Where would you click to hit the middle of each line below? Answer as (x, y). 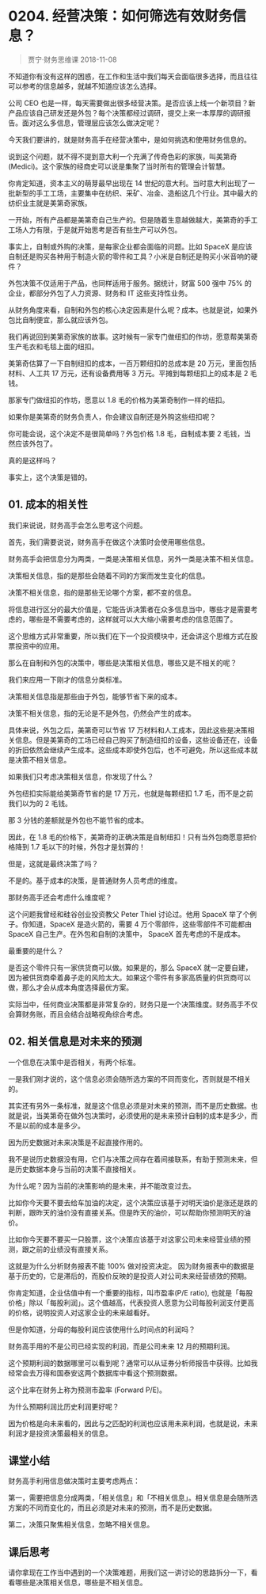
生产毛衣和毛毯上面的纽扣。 (53, 346)
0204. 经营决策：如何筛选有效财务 (120, 16)
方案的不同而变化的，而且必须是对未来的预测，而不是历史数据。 (112, 1508)
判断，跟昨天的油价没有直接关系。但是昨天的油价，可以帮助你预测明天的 (126, 1212)
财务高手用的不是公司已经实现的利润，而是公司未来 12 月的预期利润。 (122, 1346)
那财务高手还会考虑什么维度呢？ (60, 897)
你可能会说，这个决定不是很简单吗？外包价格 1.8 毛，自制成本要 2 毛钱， (126, 433)
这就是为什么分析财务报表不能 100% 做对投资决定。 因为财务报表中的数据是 (131, 1266)
